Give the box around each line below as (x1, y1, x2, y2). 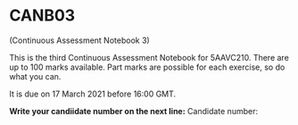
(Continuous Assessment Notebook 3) (9, 35, 150, 46)
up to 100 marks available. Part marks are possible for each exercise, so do (9, 62, 286, 72)
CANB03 (9, 5, 76, 26)
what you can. (9, 71, 62, 81)
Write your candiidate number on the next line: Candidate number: (9, 105, 259, 116)
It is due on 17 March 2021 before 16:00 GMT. (9, 88, 177, 99)
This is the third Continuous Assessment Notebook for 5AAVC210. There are (9, 52, 290, 62)
